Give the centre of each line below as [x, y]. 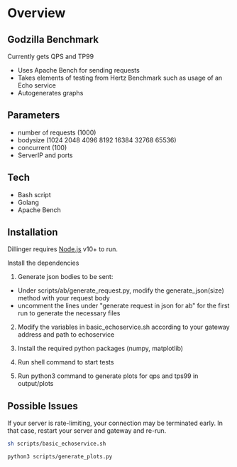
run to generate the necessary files [69, 313]
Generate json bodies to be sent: [65, 277]
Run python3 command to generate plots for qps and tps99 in [108, 376]
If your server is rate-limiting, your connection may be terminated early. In [115, 423]
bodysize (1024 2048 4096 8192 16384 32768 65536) [97, 140]
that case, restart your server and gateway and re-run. [87, 431]
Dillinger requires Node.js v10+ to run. [63, 249]
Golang [28, 202]
